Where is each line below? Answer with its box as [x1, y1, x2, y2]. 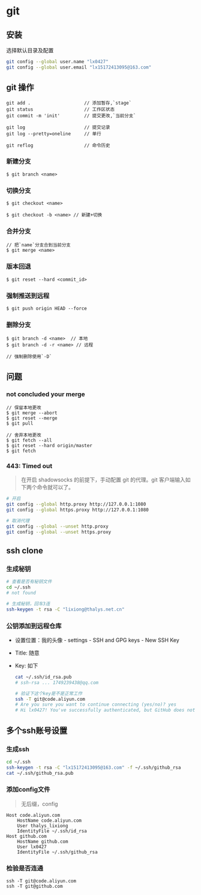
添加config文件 [6, 786, 50, 794]
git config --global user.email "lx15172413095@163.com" [6, 64, 152, 70]
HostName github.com [17, 838, 68, 845]
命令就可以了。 [37, 484, 74, 491]
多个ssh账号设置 [6, 725, 68, 736]
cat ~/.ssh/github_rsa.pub [6, 770, 74, 776]
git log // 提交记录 [6, 124, 110, 130]
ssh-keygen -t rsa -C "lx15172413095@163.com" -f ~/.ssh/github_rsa [6, 765, 181, 771]
